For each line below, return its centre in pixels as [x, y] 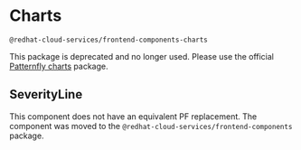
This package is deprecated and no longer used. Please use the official [141, 56]
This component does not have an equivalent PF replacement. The [133, 116]
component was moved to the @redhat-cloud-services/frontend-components [151, 126]
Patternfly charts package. [59, 66]
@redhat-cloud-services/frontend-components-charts [108, 40]
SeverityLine [46, 94]
